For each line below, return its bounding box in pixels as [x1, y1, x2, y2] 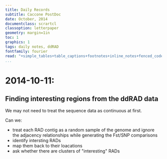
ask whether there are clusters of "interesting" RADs [12, 148, 120, 154]
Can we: [5, 117, 22, 123]
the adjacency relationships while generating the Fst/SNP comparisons [12, 132, 158, 138]
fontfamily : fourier [5, 49, 48, 54]
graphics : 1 [5, 40, 30, 45]
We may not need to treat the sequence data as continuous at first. [5, 108, 142, 114]
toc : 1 [5, 35, 19, 40]
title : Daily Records [5, 7, 50, 12]
